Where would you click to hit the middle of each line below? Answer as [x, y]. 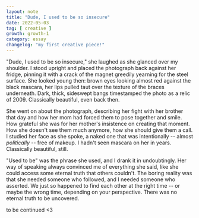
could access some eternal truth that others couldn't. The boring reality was [99, 173]
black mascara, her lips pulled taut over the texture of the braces [85, 87]
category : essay [26, 39]
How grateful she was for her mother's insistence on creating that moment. [98, 124]
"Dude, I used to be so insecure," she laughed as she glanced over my [92, 61]
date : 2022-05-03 [28, 23]
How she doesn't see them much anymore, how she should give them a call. [99, 130]
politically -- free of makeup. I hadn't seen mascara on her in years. [89, 143]
